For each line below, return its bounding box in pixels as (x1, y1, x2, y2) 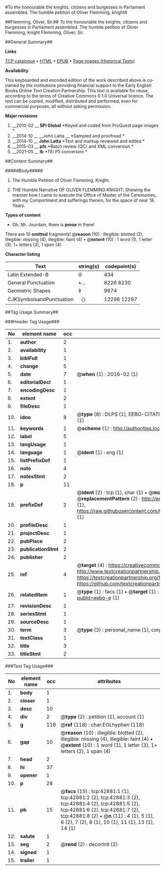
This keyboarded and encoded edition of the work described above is (5, 77, 146, 83)
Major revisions (5, 113, 38, 119)
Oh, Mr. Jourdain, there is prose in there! (12, 222, 95, 227)
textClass (20, 634, 43, 641)
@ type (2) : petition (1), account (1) (60, 713, 144, 720)
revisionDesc (20, 602, 52, 609)
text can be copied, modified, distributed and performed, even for (5, 98, 138, 104)
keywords (20, 425, 44, 432)
